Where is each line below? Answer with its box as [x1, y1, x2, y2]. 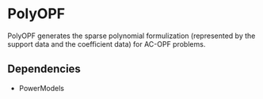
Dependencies [7, 63, 81, 76]
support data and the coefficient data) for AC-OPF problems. [7, 39, 206, 48]
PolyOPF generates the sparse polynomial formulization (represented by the [7, 31, 256, 40]
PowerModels [18, 83, 65, 93]
